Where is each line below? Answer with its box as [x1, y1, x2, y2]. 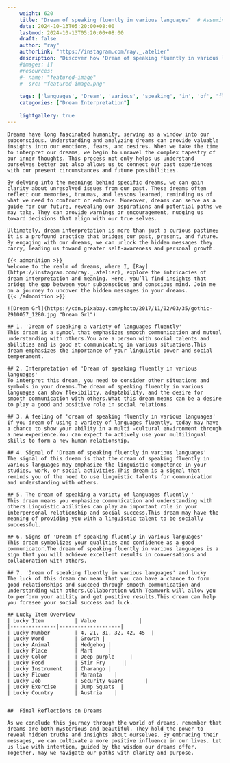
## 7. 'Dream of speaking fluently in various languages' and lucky [7, 569, 207, 576]
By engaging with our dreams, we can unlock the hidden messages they [7, 239, 213, 246]
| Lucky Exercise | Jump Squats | [7, 683, 125, 690]
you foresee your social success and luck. [7, 599, 133, 606]
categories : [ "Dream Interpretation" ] [19, 99, 130, 106]
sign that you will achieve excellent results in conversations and [7, 551, 207, 558]
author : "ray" [19, 42, 60, 49]
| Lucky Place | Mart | [7, 647, 112, 654]
